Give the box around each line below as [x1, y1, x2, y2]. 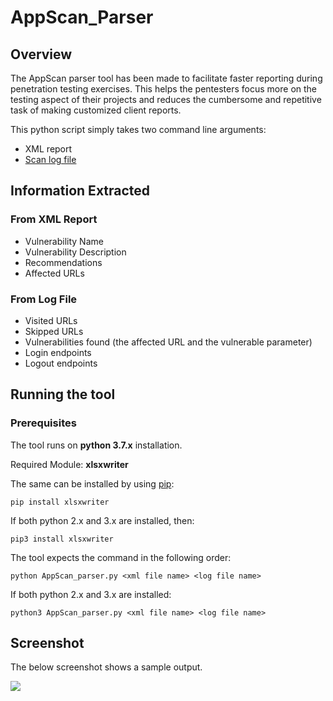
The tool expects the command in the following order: [10, 551, 232, 563]
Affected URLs [24, 267, 85, 279]
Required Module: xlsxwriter [10, 458, 129, 470]
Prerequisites [10, 416, 77, 430]
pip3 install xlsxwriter [10, 534, 114, 544]
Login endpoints [24, 346, 92, 358]
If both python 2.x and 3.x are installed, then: [10, 514, 195, 526]
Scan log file [24, 154, 77, 165]
